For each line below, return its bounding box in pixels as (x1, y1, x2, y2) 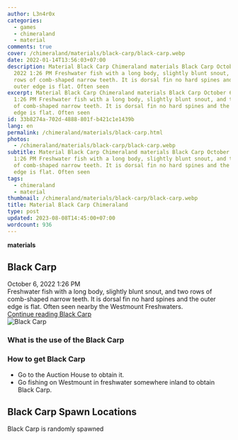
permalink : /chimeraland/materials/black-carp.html (7, 129, 163, 136)
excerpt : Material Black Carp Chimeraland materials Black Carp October (7, 89, 227, 96)
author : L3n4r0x (7, 10, 55, 18)
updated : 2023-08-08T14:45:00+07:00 (7, 215, 115, 222)
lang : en (7, 122, 33, 130)
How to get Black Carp (7, 354, 86, 364)
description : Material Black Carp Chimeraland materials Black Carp (7, 63, 214, 70)
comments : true (7, 43, 52, 50)
